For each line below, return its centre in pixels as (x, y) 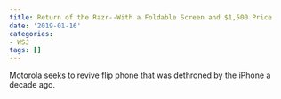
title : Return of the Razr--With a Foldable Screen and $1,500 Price (141, 17)
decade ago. (32, 85)
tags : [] (25, 50)
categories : (31, 34)
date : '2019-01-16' (45, 26)
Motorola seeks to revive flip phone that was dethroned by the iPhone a (140, 75)
